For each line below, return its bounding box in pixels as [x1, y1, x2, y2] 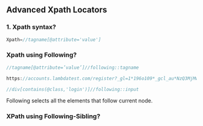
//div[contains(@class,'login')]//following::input [6, 86, 139, 92]
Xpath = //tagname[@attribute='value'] [6, 36, 101, 43]
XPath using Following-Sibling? [6, 112, 101, 121]
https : [6, 75, 23, 81]
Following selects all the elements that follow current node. [6, 97, 153, 104]
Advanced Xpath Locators [6, 5, 108, 15]
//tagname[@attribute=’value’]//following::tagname [6, 65, 139, 71]
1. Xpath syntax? [6, 23, 56, 31]
